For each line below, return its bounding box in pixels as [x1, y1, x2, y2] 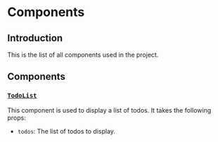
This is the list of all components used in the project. [7, 50, 159, 59]
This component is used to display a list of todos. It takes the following [7, 106, 212, 114]
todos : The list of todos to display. [17, 127, 116, 135]
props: [7, 113, 26, 122]
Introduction [7, 32, 63, 44]
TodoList [7, 92, 37, 100]
